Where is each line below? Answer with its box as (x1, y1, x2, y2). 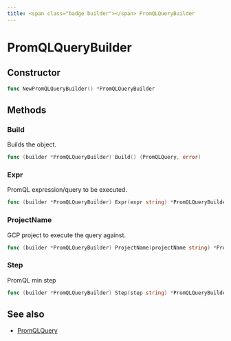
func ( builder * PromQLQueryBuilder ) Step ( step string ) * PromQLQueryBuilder (7, 289, 229, 296)
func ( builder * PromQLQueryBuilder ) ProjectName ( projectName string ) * (7, 244, 217, 251)
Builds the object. (7, 140, 57, 148)
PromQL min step (7, 276, 56, 284)
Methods (7, 104, 47, 115)
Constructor (7, 67, 60, 79)
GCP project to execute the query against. (7, 231, 126, 239)
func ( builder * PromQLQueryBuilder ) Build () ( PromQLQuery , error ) (7, 154, 201, 161)
